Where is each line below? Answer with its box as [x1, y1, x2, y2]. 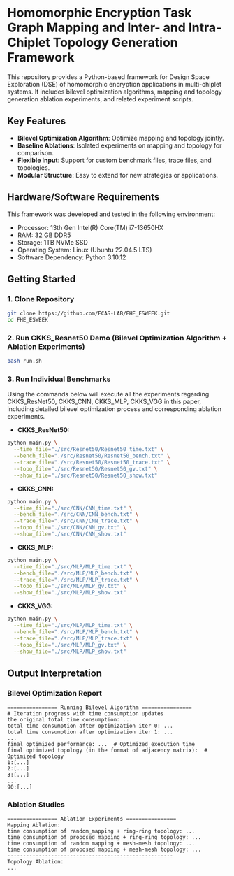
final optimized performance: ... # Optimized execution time [7, 741, 196, 748]
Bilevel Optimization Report [7, 688, 103, 698]
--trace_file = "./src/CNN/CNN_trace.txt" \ [13, 517, 139, 525]
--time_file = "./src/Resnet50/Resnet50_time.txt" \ [13, 446, 164, 453]
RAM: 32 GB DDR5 [17, 231, 71, 239]
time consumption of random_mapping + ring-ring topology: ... [7, 828, 196, 835]
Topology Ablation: [7, 859, 64, 866]
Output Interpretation [7, 667, 103, 679]
